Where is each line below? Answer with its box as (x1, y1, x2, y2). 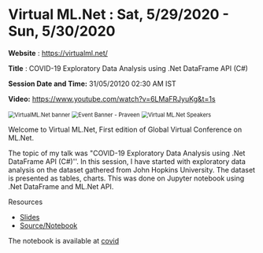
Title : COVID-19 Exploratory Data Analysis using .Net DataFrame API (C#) (8, 63, 248, 73)
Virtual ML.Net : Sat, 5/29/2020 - (8, 6, 230, 24)
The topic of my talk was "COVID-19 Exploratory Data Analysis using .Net (8, 148, 246, 158)
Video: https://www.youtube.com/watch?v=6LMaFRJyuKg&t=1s (8, 94, 216, 103)
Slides (19, 212, 40, 221)
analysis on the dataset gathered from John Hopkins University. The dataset (8, 165, 256, 174)
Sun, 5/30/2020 (8, 22, 116, 40)
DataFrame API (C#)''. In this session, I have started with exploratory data (8, 156, 246, 166)
